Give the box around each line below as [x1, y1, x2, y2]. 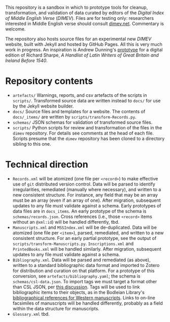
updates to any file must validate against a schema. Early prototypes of [12, 202, 161, 208]
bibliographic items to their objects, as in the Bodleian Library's [12, 289, 145, 295]
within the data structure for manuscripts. [12, 305, 100, 311]
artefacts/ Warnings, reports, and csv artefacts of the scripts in [12, 92, 147, 98]
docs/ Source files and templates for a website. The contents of [12, 108, 146, 114]
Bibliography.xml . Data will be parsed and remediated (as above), [12, 257, 151, 263]
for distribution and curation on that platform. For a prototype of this [12, 267, 155, 274]
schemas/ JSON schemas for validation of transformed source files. [12, 119, 153, 125]
